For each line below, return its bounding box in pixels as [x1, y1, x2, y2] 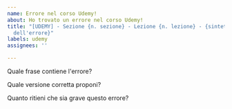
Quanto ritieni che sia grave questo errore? [7, 94, 129, 102]
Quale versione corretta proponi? [7, 81, 101, 88]
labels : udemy [7, 36, 48, 43]
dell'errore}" [13, 29, 54, 37]
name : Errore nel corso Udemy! [7, 10, 97, 17]
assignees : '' [7, 42, 48, 49]
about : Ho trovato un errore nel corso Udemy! [7, 17, 144, 23]
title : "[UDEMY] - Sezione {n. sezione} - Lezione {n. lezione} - [7, 23, 202, 30]
